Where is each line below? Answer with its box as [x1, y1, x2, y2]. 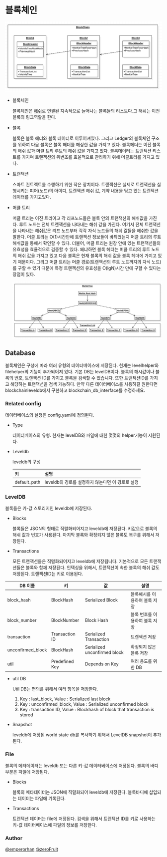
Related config [5, 400, 41, 407]
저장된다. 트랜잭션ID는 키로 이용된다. [12, 571, 83, 576]
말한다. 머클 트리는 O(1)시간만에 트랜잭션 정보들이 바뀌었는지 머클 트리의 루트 [12, 234, 162, 240]
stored [19, 712, 33, 718]
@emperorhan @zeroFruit [5, 846, 58, 852]
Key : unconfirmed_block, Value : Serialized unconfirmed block [19, 701, 149, 707]
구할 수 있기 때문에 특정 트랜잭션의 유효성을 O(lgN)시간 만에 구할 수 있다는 [17, 265, 161, 271]
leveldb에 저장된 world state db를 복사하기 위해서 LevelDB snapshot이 [12, 732, 152, 738]
